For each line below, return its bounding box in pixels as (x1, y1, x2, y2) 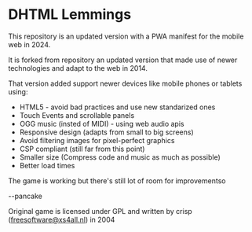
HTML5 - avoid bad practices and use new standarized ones (19, 102, 216, 112)
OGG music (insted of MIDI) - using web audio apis (19, 119, 184, 128)
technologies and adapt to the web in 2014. (8, 63, 148, 72)
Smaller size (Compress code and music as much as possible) (19, 152, 221, 162)
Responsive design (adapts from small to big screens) (19, 127, 194, 137)
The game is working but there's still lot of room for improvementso (8, 175, 226, 186)
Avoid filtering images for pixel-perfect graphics (19, 135, 175, 145)
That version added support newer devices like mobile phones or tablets (8, 79, 243, 88)
